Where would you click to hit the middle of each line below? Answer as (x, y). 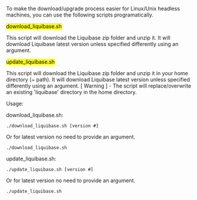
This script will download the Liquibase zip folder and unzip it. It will (88, 38)
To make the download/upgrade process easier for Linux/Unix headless (93, 9)
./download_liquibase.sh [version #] (52, 126)
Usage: (15, 104)
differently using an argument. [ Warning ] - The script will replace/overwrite (99, 86)
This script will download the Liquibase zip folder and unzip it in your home (97, 73)
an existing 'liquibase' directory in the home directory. (72, 92)
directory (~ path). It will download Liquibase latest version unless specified (98, 80)
